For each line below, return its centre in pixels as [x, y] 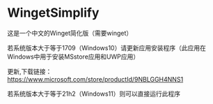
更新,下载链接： [30, 71]
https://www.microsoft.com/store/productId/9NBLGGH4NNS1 [95, 79]
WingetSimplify [53, 13]
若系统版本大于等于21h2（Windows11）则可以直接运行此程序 [94, 94]
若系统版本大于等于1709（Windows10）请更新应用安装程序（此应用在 [107, 47]
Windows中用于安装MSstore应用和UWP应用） [73, 57]
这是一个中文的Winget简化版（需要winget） [70, 33]
